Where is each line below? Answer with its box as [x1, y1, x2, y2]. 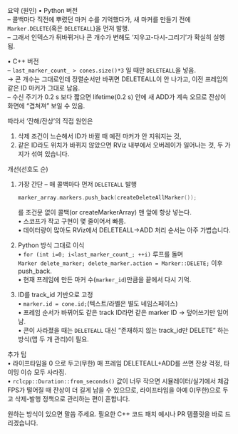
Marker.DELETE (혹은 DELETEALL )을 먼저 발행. [7, 24, 130, 32]
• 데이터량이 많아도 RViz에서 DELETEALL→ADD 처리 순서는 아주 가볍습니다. [17, 225, 232, 234]
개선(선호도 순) [7, 165, 48, 173]
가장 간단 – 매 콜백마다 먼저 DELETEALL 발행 [17, 180, 138, 188]
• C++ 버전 [7, 57, 39, 66]
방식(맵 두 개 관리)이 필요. [17, 334, 89, 343]
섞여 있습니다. [31, 150, 70, 158]
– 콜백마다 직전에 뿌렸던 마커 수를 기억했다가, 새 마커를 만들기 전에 [7, 15, 191, 24]
